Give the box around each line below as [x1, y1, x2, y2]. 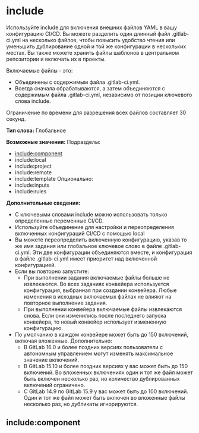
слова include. [14, 97, 52, 105]
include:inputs [14, 181, 50, 189]
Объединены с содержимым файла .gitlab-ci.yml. [14, 79, 140, 86]
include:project [14, 162, 52, 170]
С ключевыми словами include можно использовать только [14, 211, 168, 218]
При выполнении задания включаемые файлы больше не [23, 274, 170, 281]
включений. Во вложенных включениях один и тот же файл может [23, 369, 193, 376]
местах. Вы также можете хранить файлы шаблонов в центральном [6, 49, 179, 56]
